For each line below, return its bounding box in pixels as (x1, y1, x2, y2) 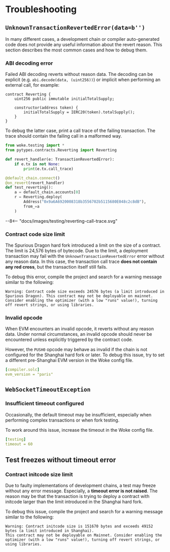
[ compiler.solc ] (5, 367, 40, 373)
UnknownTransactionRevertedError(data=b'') (5, 24, 146, 31)
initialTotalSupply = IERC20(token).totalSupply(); (23, 110, 135, 115)
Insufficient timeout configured (5, 400, 84, 407)
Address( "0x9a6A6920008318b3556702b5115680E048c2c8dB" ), (23, 199, 146, 204)
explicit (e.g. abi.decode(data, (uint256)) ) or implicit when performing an (5, 76, 161, 83)
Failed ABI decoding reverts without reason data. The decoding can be (5, 71, 153, 77)
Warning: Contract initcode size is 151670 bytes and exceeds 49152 (5, 524, 153, 529)
